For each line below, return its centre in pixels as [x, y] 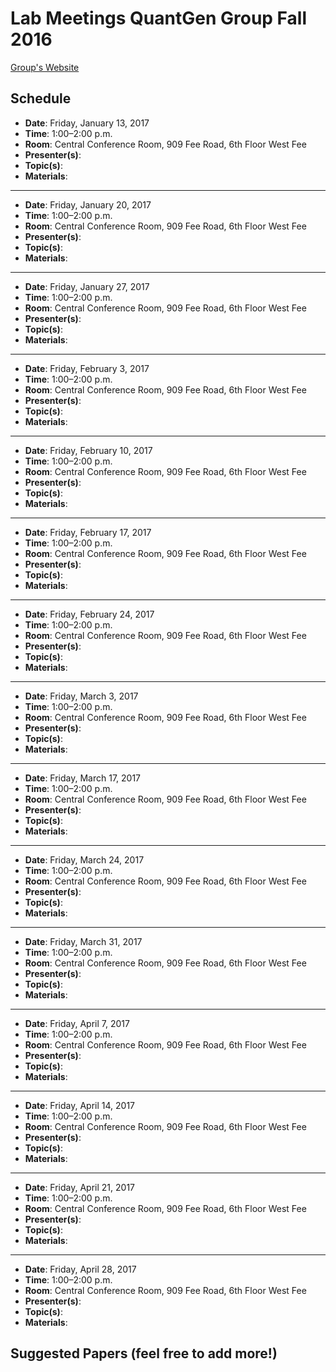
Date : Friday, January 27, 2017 [87, 286]
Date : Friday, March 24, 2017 [84, 859]
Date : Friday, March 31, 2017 [83, 941]
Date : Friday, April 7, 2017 [77, 1023]
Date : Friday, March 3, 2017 [81, 696]
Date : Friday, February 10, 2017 [88, 450]
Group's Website [45, 67]
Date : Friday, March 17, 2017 [83, 778]
